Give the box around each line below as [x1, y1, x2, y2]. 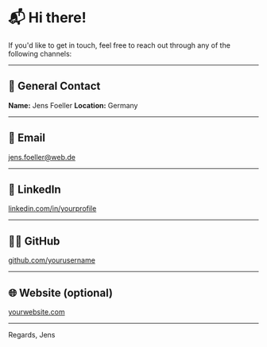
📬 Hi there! [8, 9, 87, 27]
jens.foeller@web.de [8, 152, 76, 162]
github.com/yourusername [8, 255, 95, 265]
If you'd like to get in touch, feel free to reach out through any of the [8, 40, 230, 50]
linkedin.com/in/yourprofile [8, 204, 97, 213]
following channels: [8, 49, 72, 58]
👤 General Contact [8, 80, 101, 93]
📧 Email [8, 131, 46, 145]
